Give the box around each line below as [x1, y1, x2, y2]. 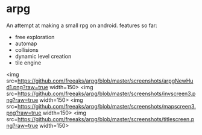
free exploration [14, 33, 55, 40]
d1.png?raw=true [6, 83, 49, 90]
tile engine [14, 59, 42, 66]
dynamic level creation [14, 52, 72, 60]
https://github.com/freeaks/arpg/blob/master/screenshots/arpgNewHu [17, 77, 194, 84]
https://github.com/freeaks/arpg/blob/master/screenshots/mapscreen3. [17, 102, 196, 110]
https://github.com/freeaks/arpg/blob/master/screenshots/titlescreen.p [17, 115, 195, 122]
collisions [14, 46, 39, 53]
